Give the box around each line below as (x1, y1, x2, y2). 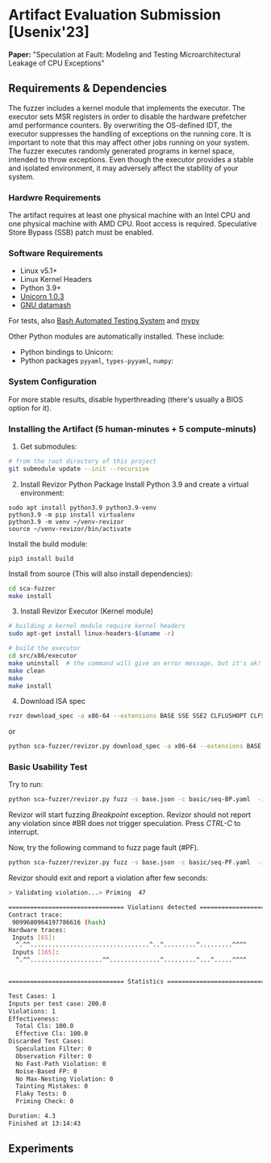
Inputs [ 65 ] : (11, 933, 56, 942)
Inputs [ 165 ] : (11, 948, 60, 957)
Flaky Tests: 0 (15, 1089, 67, 1098)
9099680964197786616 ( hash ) (11, 918, 106, 926)
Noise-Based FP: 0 (15, 1067, 78, 1076)
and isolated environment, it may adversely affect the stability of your (8, 163, 239, 173)
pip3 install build (8, 554, 74, 563)
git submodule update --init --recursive (8, 465, 150, 473)
